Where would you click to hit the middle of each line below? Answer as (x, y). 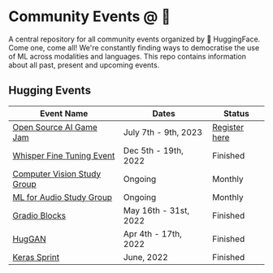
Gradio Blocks (39, 215)
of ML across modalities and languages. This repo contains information (127, 56)
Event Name (64, 113)
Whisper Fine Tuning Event (64, 155)
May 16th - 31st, (156, 210)
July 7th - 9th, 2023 (163, 132)
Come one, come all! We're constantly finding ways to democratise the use (134, 47)
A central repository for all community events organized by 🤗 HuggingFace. (134, 39)
